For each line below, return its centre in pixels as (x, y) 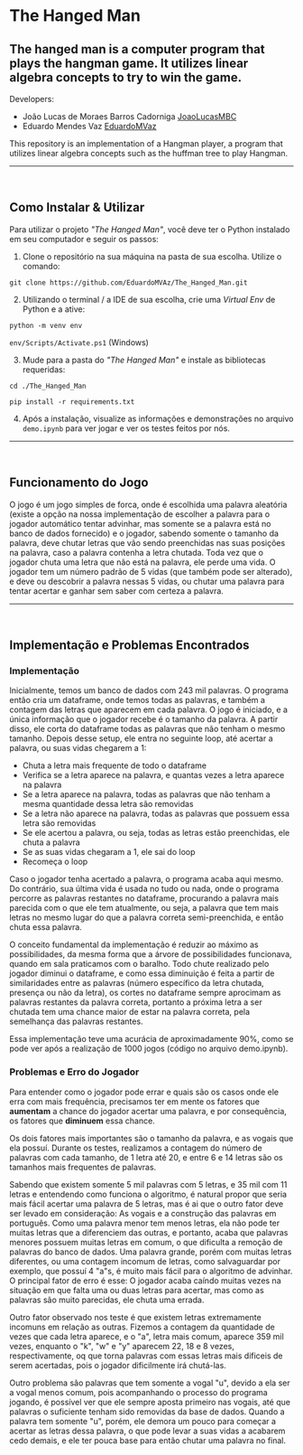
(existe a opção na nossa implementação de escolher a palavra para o (140, 514)
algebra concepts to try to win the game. (125, 77)
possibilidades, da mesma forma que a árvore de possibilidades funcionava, (151, 954)
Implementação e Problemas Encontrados (129, 646)
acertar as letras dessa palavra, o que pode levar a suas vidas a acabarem (147, 1431)
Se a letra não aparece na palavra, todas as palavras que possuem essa (156, 813)
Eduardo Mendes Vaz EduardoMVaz (89, 126)
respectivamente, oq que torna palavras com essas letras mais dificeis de (146, 1356)
